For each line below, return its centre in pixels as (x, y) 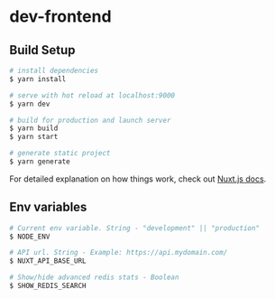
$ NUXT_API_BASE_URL (48, 261)
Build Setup (42, 50)
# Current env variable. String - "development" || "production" (134, 228)
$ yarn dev (30, 104)
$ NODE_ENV (30, 237)
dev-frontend (60, 17)
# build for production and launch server (90, 120)
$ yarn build (34, 128)
